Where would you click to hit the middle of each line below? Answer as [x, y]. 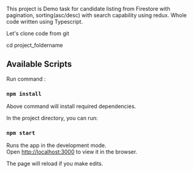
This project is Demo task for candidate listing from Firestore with [88, 9]
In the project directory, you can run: [52, 118]
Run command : [26, 79]
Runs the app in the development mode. [56, 146]
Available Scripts [39, 64]
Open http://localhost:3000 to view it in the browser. [72, 152]
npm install [24, 94]
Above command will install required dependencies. [71, 106]
